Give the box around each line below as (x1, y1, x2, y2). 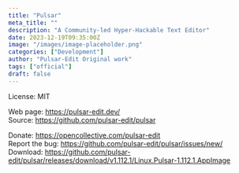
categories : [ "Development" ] (8, 48, 104, 56)
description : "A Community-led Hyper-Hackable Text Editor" (8, 26, 211, 34)
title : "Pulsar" (8, 11, 62, 20)
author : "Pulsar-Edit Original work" (8, 56, 133, 64)
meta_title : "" (8, 19, 58, 27)
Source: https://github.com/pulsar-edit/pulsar (8, 115, 156, 124)
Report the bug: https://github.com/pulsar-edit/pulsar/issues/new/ (8, 138, 223, 148)
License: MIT (8, 91, 50, 101)
